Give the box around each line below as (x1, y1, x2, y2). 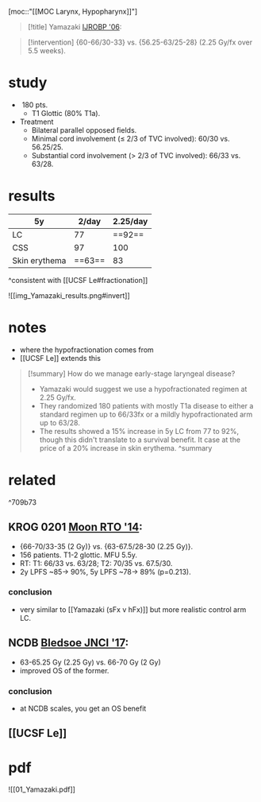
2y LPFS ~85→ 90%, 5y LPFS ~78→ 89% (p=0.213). (19, 567, 192, 576)
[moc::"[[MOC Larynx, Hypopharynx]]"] (8, 7, 138, 16)
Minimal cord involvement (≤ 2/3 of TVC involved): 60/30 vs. (31, 134, 230, 143)
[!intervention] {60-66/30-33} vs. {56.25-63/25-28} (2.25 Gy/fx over (27, 37, 252, 47)
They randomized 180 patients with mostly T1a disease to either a (39, 401, 254, 410)
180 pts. (21, 99, 48, 110)
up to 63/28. (39, 417, 81, 428)
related (8, 471, 56, 489)
